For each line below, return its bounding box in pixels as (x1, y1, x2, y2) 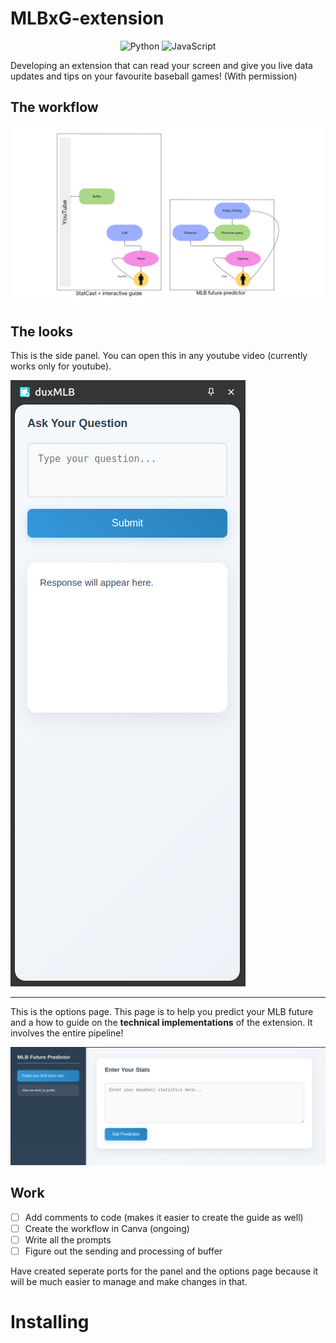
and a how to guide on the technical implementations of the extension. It (10, 1017, 313, 1029)
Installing (10, 1311, 90, 1334)
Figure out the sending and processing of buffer (24, 1245, 223, 1257)
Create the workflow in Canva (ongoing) (24, 1222, 190, 1234)
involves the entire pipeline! (10, 1027, 124, 1039)
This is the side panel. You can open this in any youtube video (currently (10, 350, 308, 362)
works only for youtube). (10, 360, 112, 372)
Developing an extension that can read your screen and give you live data (10, 59, 313, 71)
